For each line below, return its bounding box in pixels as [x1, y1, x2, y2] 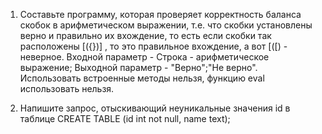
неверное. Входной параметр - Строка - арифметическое [19, 51, 270, 63]
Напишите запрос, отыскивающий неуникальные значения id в [19, 102, 291, 114]
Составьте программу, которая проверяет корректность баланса [19, 9, 302, 20]
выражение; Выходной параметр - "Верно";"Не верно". [19, 62, 258, 73]
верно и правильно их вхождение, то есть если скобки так [19, 30, 272, 41]
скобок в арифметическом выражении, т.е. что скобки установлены [19, 19, 313, 31]
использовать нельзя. [19, 83, 115, 94]
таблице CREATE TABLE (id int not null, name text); [19, 113, 231, 124]
